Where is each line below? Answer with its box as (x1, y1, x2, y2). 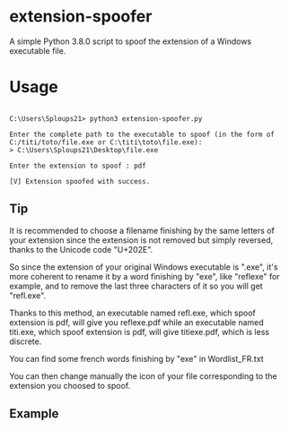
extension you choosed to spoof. (9, 380, 131, 391)
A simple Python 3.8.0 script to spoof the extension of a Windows (9, 36, 252, 47)
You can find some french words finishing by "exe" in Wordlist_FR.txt (9, 353, 264, 364)
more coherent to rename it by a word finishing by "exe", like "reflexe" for (9, 271, 280, 281)
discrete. (9, 336, 42, 347)
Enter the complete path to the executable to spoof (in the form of (9, 130, 276, 139)
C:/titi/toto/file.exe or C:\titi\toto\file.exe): (9, 137, 203, 147)
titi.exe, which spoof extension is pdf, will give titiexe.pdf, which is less (9, 326, 270, 337)
